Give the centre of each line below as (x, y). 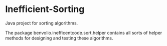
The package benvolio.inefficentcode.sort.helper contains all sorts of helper (84, 32)
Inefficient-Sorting (45, 9)
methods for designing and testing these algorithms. (59, 38)
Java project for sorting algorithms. (42, 23)
